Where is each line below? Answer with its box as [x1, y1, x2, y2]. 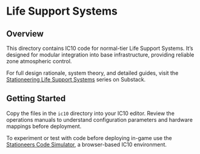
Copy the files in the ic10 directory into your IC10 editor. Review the [6, 110, 175, 117]
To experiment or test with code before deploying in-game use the [6, 134, 172, 141]
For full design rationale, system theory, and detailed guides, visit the [6, 69, 179, 77]
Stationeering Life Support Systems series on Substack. [6, 76, 146, 83]
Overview [6, 29, 44, 39]
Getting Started [6, 93, 66, 104]
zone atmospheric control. [6, 58, 72, 65]
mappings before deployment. [6, 122, 82, 130]
